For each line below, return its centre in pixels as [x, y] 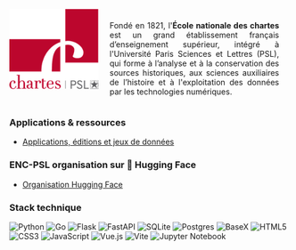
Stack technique [45, 207]
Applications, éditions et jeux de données [98, 142]
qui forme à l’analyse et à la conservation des [194, 63]
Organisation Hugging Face [72, 184]
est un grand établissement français [194, 35]
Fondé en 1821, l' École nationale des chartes [194, 25]
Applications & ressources [68, 122]
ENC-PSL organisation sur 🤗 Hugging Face [103, 165]
